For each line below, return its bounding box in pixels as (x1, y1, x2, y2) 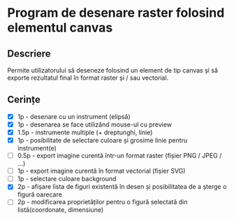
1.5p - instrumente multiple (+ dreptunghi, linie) (17, 128, 153, 136)
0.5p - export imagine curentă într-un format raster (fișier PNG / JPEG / (17, 152, 222, 160)
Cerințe (7, 94, 41, 106)
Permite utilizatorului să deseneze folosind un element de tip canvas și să (7, 66, 219, 74)
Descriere (7, 48, 51, 59)
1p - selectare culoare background (17, 175, 117, 183)
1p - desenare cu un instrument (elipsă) (17, 112, 131, 120)
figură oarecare (17, 190, 63, 199)
